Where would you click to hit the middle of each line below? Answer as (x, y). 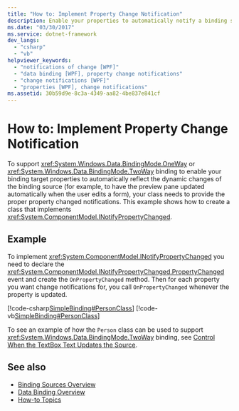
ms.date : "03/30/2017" (41, 27)
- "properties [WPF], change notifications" (81, 87)
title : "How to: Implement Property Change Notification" (95, 14)
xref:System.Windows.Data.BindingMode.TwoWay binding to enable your (115, 171)
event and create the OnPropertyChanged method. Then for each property (114, 279)
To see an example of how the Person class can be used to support (106, 330)
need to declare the (36, 264)
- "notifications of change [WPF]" (67, 67)
